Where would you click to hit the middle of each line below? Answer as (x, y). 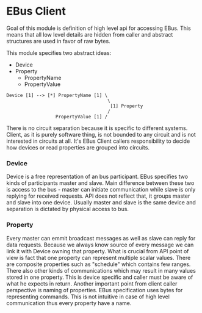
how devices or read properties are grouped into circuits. (78, 147)
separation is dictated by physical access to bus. (68, 209)
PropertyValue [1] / (81, 117)
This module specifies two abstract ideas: (59, 52)
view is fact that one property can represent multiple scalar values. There (99, 257)
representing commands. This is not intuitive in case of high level (88, 297)
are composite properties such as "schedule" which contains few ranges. (99, 264)
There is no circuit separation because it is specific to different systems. (97, 128)
